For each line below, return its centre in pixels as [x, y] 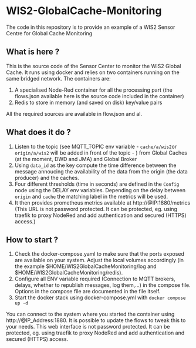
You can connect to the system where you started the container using [90, 314]
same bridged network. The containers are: [58, 78]
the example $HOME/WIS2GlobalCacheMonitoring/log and [85, 266]
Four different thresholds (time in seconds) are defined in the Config [97, 184]
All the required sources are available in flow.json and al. [74, 113]
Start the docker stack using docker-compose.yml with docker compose [100, 297]
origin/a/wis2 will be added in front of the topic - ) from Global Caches [101, 153]
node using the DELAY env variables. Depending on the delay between [100, 190]
